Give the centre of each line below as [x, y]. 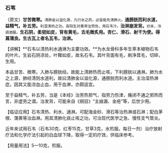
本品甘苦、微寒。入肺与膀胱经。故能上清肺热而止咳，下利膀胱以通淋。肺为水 [84, 72]
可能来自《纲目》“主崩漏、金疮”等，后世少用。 [105, 101]
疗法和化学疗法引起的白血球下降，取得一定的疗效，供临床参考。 [71, 135]
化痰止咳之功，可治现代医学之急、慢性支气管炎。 [112, 118]
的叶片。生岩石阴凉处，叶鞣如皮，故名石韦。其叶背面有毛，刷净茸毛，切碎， [84, 55]
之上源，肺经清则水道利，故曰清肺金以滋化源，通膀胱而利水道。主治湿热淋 [82, 78]
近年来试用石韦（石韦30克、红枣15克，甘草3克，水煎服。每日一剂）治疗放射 [84, 129]
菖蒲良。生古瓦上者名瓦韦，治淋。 [40, 38]
